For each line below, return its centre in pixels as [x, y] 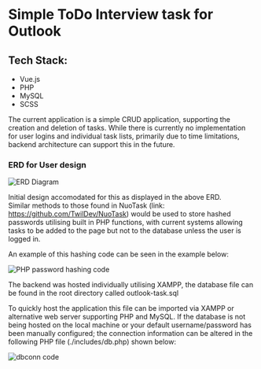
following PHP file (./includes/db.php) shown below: [92, 342]
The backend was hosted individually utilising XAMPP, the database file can [131, 285]
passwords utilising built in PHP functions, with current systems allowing [126, 223]
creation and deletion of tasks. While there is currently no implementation [127, 128]
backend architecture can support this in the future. [92, 144]
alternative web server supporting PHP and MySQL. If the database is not [127, 317]
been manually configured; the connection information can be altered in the [130, 334]
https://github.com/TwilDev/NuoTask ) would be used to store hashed [120, 214]
